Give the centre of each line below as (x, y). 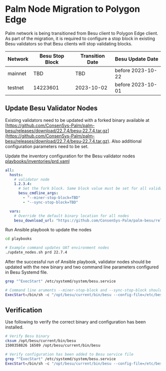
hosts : (16, 175)
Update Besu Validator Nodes (51, 108)
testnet (16, 87)
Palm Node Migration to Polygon (73, 9)
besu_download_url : (34, 221)
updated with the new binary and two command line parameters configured (82, 267)
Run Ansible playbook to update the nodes (48, 230)
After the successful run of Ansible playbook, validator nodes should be (78, 262)
